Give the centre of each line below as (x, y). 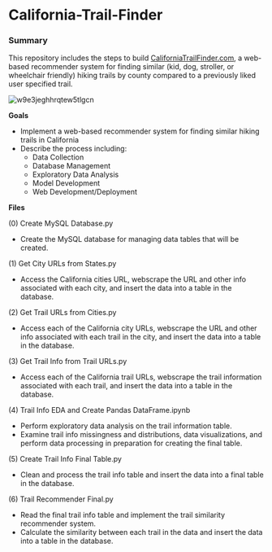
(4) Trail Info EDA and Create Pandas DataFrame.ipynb (99, 410)
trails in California (50, 140)
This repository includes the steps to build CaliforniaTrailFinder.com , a (125, 58)
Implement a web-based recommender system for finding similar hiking (140, 131)
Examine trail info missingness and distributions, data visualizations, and (141, 435)
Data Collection (58, 157)
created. (34, 248)
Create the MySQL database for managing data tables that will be (130, 239)
